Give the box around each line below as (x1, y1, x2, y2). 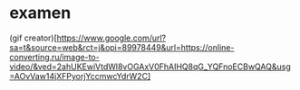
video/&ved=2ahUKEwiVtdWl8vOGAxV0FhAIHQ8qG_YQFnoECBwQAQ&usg (9, 61, 292, 72)
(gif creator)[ (9, 32, 57, 43)
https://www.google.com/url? (56, 32, 167, 43)
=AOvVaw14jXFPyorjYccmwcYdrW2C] (9, 70, 151, 81)
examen (9, 3, 72, 23)
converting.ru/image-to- (9, 51, 100, 62)
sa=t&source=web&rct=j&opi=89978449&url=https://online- (9, 41, 235, 52)
